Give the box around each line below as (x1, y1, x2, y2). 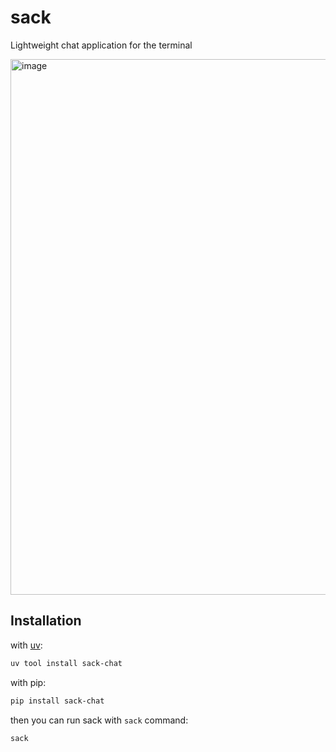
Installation (10, 612, 82, 630)
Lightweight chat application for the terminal (10, 39, 193, 51)
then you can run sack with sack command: (10, 714, 189, 726)
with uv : (10, 639, 43, 651)
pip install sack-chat (10, 696, 105, 706)
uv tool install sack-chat (10, 658, 123, 668)
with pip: (10, 676, 47, 688)
